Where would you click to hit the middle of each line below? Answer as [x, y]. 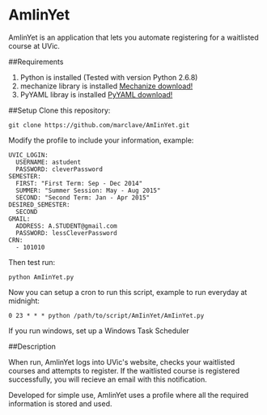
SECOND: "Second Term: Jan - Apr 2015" [83, 197]
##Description [32, 346]
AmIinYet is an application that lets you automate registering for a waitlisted [133, 37]
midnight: [24, 301]
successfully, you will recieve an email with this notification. [108, 379]
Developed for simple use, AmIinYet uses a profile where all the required [129, 395]
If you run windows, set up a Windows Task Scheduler [99, 331]
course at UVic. [34, 45]
